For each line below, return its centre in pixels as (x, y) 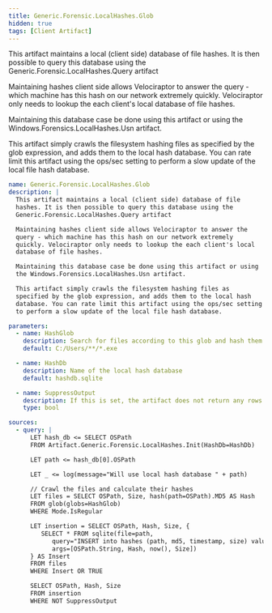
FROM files (48, 564)
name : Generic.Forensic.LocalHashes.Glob (79, 185)
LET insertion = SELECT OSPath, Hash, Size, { (110, 526)
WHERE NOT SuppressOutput (73, 601)
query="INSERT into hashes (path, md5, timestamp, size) (150, 541)
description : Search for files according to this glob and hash (134, 341)
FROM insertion (55, 594)
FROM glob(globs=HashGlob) (75, 504)
